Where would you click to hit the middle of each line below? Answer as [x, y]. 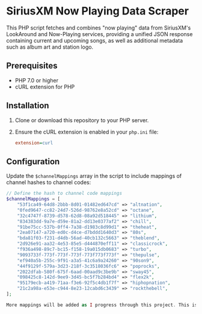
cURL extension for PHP [45, 87]
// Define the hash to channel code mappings [64, 194]
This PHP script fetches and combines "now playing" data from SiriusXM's [99, 28]
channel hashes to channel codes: [49, 182]
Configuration [33, 162]
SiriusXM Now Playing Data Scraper [98, 11]
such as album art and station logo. [50, 47]
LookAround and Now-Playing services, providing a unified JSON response [99, 34]
